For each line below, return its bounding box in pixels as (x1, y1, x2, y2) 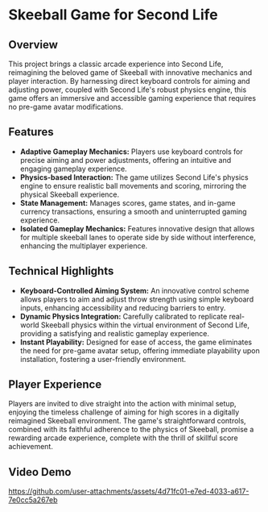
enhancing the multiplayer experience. (19, 240, 148, 251)
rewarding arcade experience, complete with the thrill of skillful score (8, 433, 239, 443)
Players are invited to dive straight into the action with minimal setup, (8, 399, 237, 409)
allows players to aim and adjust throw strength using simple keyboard (19, 294, 254, 304)
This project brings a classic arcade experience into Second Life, (8, 59, 224, 69)
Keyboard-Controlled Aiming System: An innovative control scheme (19, 285, 249, 295)
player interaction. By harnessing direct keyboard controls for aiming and (8, 77, 251, 85)
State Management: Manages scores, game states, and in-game (19, 198, 236, 207)
